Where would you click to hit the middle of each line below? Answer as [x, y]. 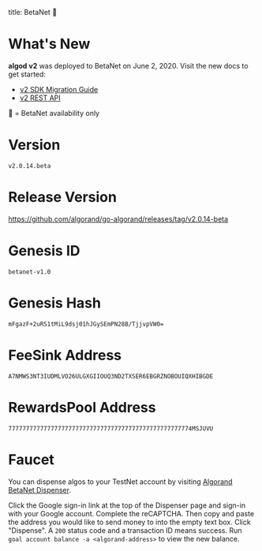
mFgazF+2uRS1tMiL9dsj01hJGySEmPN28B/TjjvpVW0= [86, 324]
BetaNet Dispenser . [39, 490]
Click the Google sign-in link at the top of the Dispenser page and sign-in [127, 505]
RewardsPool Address [82, 407]
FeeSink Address [65, 355]
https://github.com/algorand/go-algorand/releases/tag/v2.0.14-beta [118, 219]
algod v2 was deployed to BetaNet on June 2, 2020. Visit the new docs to [128, 65]
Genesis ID [44, 251]
